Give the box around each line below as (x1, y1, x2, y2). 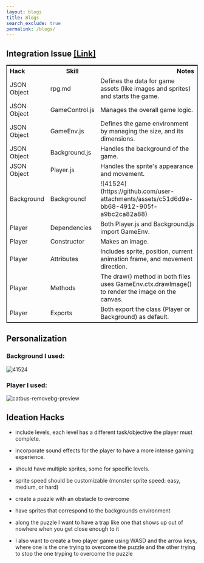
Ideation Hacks (6, 412, 65, 423)
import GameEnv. (100, 228, 150, 236)
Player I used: (6, 381, 47, 390)
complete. (15, 435, 41, 442)
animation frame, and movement (100, 255, 193, 264)
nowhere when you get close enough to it (15, 525, 120, 533)
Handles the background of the (100, 144, 189, 153)
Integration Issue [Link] (6, 48, 96, 58)
